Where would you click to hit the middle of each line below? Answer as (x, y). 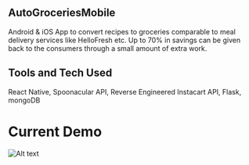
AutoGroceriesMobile (62, 13)
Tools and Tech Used (60, 73)
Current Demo (55, 131)
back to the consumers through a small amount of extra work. (108, 48)
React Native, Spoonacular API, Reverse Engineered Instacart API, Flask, (125, 91)
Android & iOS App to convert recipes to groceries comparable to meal (122, 31)
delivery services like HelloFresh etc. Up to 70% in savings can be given (125, 40)
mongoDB (24, 100)
